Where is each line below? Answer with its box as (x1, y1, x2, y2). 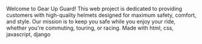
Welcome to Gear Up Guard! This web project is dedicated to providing (6, 5, 183, 12)
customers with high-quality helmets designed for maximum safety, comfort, (6, 11, 197, 19)
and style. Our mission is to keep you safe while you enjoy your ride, (6, 18, 176, 25)
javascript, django (6, 31, 51, 38)
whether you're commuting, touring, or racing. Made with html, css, (6, 24, 174, 31)
